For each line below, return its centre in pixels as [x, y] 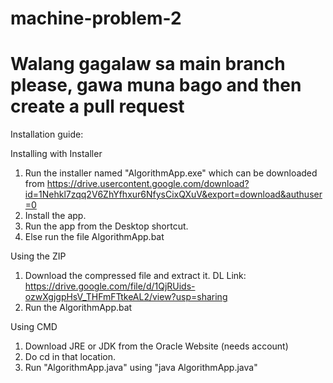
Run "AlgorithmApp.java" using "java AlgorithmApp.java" [141, 368]
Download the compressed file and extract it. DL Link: [135, 276]
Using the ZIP [38, 256]
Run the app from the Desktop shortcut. [106, 226]
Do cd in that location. [70, 357]
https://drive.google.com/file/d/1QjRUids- [110, 286]
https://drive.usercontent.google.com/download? [148, 184]
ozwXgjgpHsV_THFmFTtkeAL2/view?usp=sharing [126, 297]
